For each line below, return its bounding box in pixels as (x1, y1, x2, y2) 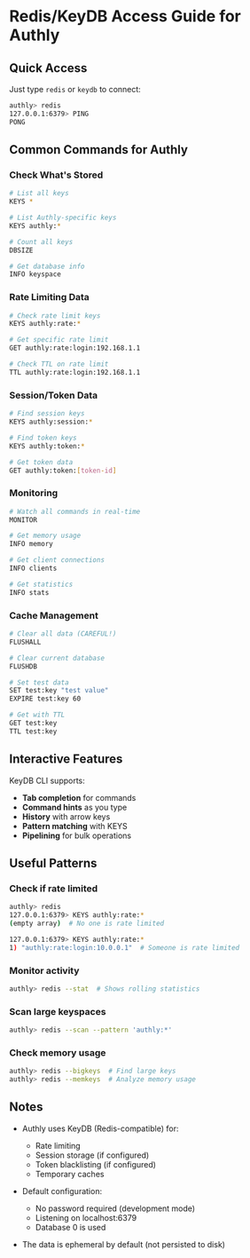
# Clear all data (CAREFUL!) (9, 629, 117, 638)
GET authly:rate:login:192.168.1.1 (9, 344, 141, 352)
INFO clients (9, 564, 58, 574)
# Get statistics (9, 580, 74, 589)
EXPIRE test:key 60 (9, 694, 82, 703)
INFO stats (9, 588, 50, 597)
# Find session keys (9, 409, 86, 418)
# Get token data (9, 457, 74, 467)
